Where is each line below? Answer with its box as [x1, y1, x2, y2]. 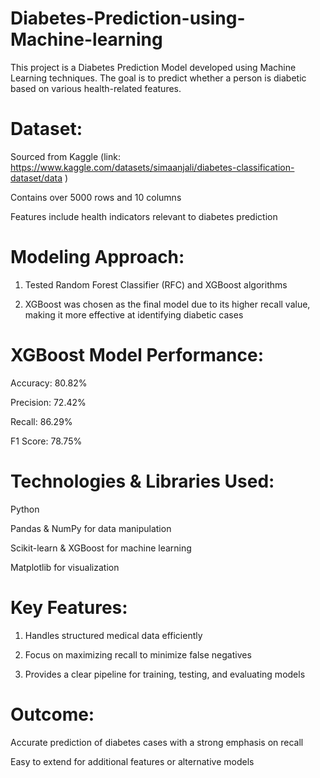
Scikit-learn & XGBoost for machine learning [10, 542, 192, 554]
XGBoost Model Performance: [10, 344, 265, 366]
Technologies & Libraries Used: [10, 470, 275, 492]
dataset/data [10, 172, 63, 184]
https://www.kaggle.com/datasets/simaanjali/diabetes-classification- [10, 161, 295, 173]
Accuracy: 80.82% [10, 377, 88, 389]
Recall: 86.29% [10, 415, 73, 427]
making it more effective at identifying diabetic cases [24, 308, 244, 321]
